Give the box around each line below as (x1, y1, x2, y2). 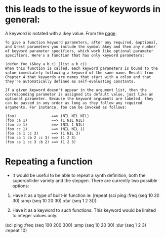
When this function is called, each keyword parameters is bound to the (5, 66, 158, 71)
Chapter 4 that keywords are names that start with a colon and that (5, 74, 152, 80)
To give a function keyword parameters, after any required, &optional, (5, 40, 158, 45)
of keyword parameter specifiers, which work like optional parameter (5, 48, 154, 53)
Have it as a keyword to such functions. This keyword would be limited (12, 207, 156, 213)
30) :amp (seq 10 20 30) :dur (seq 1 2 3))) (12, 197, 97, 203)
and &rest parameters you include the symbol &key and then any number (5, 44, 156, 49)
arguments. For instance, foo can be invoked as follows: (5, 105, 127, 110)
